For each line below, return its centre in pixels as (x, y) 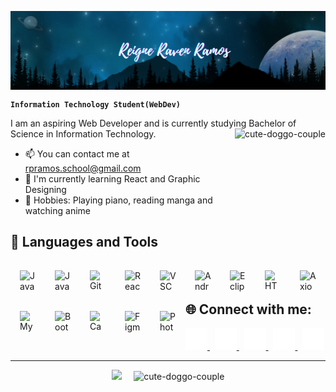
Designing (45, 189)
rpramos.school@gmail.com (83, 168)
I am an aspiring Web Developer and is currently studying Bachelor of (153, 123)
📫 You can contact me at (77, 154)
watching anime (57, 210)
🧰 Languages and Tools (84, 242)
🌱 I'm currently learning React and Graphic (112, 179)
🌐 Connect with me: (248, 309)
